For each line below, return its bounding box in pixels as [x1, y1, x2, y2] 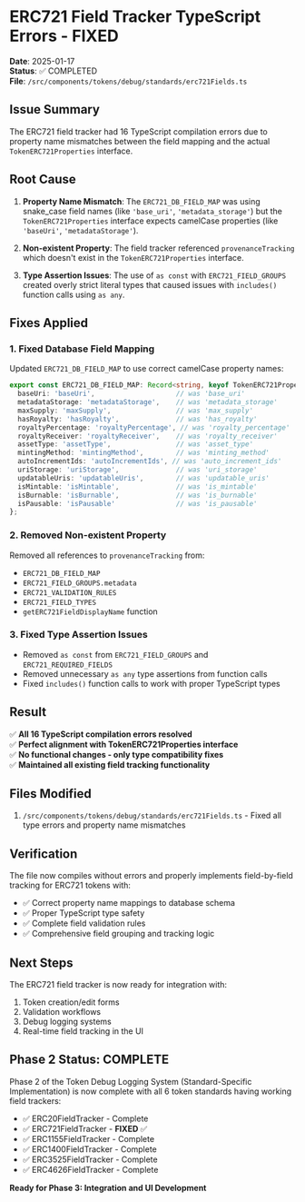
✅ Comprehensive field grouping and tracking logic [22, 929, 215, 939]
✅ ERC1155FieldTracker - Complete [22, 1133, 155, 1144]
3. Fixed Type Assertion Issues [9, 629, 148, 641]
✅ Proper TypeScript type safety [22, 908, 145, 919]
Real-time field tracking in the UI [22, 1026, 143, 1037]
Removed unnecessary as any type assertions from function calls [22, 668, 268, 679]
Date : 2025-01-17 [9, 55, 75, 66]
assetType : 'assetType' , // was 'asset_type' [17, 440, 254, 449]
